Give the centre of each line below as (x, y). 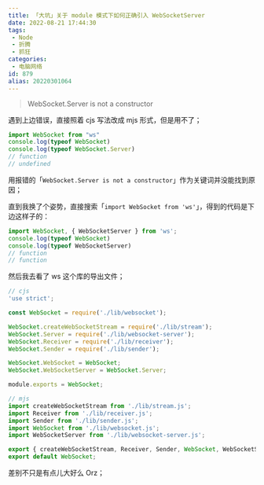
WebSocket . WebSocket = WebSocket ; (65, 363)
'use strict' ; (31, 299)
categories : (27, 60)
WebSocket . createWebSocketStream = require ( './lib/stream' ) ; (110, 327)
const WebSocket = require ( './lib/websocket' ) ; (88, 313)
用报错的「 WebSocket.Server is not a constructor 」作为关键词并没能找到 (128, 180)
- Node (22, 37)
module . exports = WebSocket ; (56, 385)
